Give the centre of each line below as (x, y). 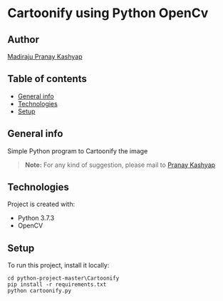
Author (23, 40)
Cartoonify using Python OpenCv (108, 13)
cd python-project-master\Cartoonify (63, 279)
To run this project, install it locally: (58, 265)
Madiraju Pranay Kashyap (45, 56)
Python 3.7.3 (36, 218)
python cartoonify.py (40, 291)
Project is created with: (41, 204)
